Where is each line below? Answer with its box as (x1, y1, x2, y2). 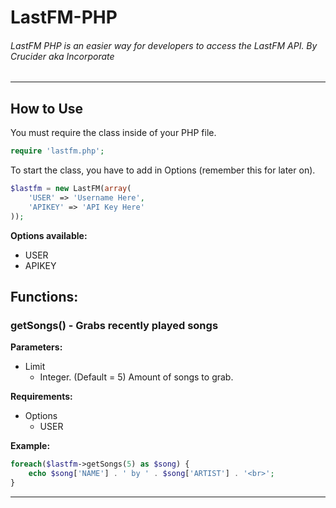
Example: (10, 440, 51, 452)
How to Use (10, 100, 84, 117)
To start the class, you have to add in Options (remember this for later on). (10, 164, 316, 176)
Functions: (10, 288, 79, 305)
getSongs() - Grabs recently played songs (10, 318, 219, 332)
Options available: (10, 229, 88, 241)
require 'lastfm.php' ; (10, 146, 105, 156)
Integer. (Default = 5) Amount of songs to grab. (39, 371, 234, 383)
